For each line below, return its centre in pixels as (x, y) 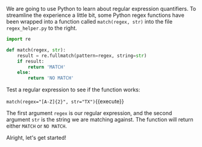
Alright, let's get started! (36, 138)
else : (24, 73)
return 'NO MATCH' (51, 78)
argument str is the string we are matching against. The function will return (100, 120)
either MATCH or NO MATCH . (37, 126)
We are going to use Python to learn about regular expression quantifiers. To (101, 9)
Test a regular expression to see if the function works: (73, 90)
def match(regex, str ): (36, 50)
